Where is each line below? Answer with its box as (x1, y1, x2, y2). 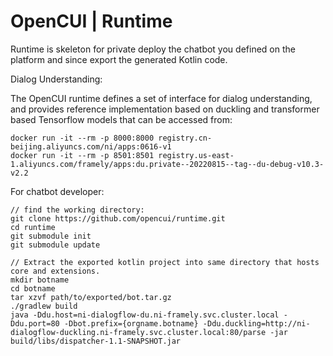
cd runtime (10, 222, 56, 232)
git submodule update (10, 240, 101, 250)
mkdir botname (10, 275, 70, 285)
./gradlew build (10, 301, 78, 311)
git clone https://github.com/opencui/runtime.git (10, 213, 226, 224)
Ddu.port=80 (10, 318, 60, 329)
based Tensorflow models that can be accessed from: (10, 113, 233, 125)
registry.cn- (158, 133, 213, 143)
